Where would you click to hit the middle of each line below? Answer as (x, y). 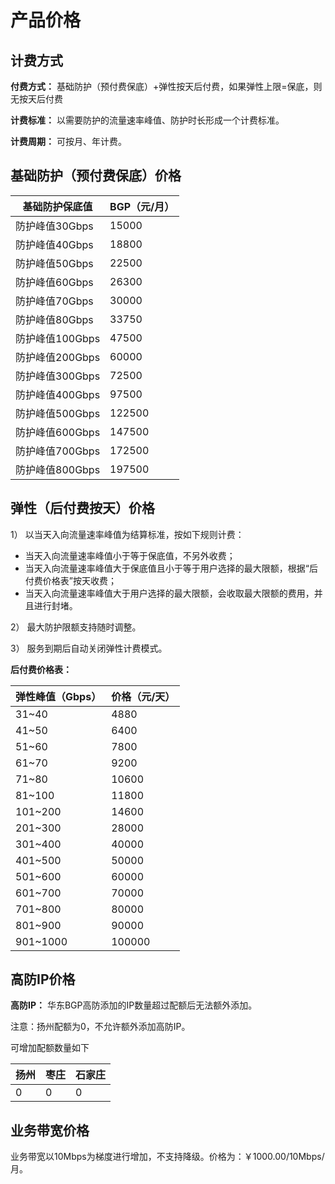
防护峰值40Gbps (54, 244)
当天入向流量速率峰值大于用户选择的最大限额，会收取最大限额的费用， (169, 593)
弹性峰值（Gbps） (58, 696)
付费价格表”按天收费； (70, 580)
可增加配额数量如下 (50, 1048)
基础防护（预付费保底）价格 (96, 176)
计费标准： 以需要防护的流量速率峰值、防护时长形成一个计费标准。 (147, 120)
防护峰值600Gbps (58, 432)
